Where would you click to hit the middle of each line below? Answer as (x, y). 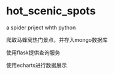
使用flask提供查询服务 (33, 53)
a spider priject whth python (41, 27)
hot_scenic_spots (51, 11)
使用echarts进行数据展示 (37, 65)
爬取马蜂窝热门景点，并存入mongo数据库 (57, 39)
